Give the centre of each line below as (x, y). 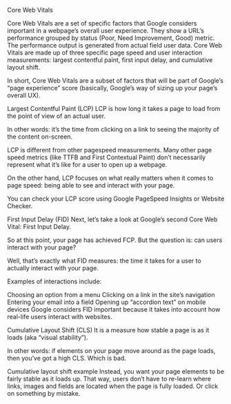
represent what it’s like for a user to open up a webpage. (87, 164)
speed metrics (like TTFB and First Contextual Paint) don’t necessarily (107, 157)
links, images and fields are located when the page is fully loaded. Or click (113, 386)
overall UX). (24, 95)
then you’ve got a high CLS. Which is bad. (67, 358)
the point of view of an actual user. (56, 116)
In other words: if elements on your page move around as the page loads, (111, 351)
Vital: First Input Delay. (39, 226)
